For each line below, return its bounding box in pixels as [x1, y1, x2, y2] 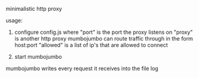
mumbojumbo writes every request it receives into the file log [5, 65, 158, 72]
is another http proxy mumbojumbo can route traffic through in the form [14, 35, 194, 42]
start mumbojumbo [14, 53, 62, 60]
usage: [5, 17, 23, 24]
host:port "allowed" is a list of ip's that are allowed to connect [14, 42, 168, 48]
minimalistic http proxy [5, 5, 62, 12]
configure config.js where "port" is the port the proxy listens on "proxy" [14, 28, 193, 36]
